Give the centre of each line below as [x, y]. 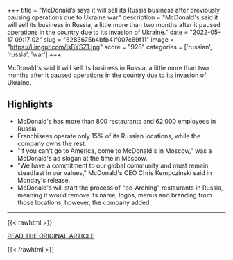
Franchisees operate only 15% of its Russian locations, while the [109, 136]
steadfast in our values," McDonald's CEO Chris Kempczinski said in [114, 172]
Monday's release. [44, 180]
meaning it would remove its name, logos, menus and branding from [115, 195]
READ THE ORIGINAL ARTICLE [51, 236]
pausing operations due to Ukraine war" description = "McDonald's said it [113, 17]
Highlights [30, 105]
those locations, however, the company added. [84, 202]
